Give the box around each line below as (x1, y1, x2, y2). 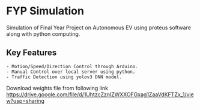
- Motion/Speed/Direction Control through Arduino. (6, 63, 138, 69)
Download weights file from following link (6, 84, 109, 91)
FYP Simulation (6, 4, 84, 18)
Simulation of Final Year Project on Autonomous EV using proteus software (6, 24, 191, 31)
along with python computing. (6, 30, 80, 37)
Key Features (6, 48, 57, 58)
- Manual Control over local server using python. (6, 69, 136, 75)
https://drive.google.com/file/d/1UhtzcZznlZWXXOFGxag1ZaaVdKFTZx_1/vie (6, 91, 194, 98)
